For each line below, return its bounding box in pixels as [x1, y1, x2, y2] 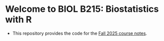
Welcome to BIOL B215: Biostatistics [5, 3, 159, 15]
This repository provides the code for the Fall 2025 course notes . [12, 30, 147, 36]
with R [5, 14, 32, 25]
